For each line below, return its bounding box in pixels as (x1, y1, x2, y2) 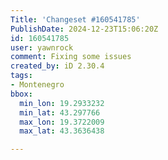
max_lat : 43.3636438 (19, 126, 105, 136)
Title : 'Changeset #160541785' (10, 14, 141, 25)
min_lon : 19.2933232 (19, 98, 105, 108)
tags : (10, 71, 33, 81)
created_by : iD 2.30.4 (10, 61, 105, 71)
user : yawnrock (10, 42, 74, 53)
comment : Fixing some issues (10, 52, 132, 62)
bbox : (10, 89, 33, 99)
